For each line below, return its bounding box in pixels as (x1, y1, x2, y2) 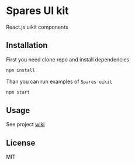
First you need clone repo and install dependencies (6, 56, 130, 63)
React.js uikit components (6, 23, 68, 30)
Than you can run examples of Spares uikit (6, 78, 113, 85)
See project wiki (6, 121, 45, 128)
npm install (6, 67, 35, 73)
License (6, 137, 36, 147)
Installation (6, 40, 48, 50)
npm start (6, 89, 30, 95)
